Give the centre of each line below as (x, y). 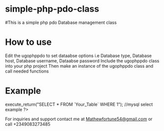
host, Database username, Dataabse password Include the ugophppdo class (82, 61)
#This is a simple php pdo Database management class (61, 22)
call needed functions (27, 71)
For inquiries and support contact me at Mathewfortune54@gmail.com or (79, 119)
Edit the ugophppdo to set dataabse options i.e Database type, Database (78, 56)
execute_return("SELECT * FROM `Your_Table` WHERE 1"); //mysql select (79, 104)
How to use (28, 42)
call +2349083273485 (28, 124)
